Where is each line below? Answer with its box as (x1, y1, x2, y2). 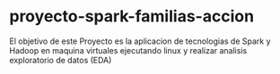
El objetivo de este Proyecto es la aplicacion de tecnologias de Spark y (9, 36, 271, 46)
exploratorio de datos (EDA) (9, 54, 112, 65)
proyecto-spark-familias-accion (9, 6, 254, 27)
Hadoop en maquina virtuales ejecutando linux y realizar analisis (9, 45, 248, 55)
